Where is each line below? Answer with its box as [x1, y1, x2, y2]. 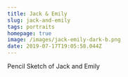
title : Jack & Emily [7, 10, 68, 17]
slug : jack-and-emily [7, 17, 71, 24]
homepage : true [7, 29, 52, 37]
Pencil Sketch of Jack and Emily [7, 62, 101, 70]
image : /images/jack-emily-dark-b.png [7, 36, 121, 43]
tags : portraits [7, 23, 55, 30]
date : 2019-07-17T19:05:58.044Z [7, 43, 102, 50]
